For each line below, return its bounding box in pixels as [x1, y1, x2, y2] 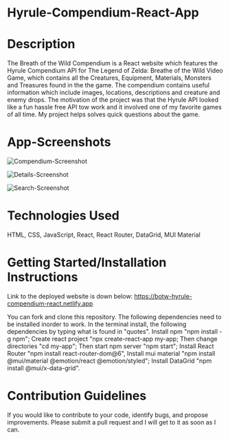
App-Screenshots [7, 134, 111, 150]
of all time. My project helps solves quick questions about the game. [7, 110, 200, 118]
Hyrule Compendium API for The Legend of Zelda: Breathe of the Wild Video [7, 67, 223, 75]
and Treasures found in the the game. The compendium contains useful [7, 81, 210, 89]
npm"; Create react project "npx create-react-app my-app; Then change [12, 334, 218, 343]
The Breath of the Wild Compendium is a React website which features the [7, 59, 218, 67]
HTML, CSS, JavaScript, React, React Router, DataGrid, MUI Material [7, 231, 200, 239]
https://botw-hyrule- [134, 292, 192, 300]
